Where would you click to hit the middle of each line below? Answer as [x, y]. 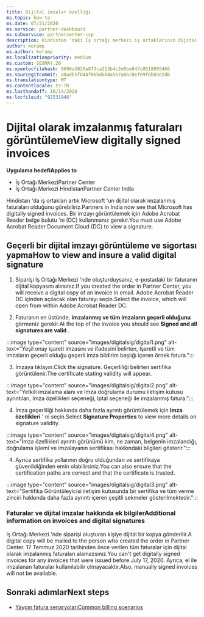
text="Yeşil [20, 348]
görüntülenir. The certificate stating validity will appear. [83, 373]
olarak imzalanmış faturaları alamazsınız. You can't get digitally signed [93, 553]
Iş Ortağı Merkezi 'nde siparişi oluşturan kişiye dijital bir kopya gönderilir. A [99, 534]
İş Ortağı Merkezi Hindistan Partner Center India [75, 188]
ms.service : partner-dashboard [46, 29]
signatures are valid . [42, 330]
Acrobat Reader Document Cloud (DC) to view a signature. [80, 226]
